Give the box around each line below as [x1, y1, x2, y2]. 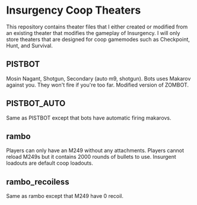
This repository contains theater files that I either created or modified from [6, 23, 188, 30]
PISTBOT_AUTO [6, 98, 66, 108]
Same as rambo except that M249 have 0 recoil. [6, 193, 123, 200]
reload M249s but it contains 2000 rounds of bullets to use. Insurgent [6, 153, 176, 161]
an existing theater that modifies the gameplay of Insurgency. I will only [6, 29, 180, 36]
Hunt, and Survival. [6, 42, 53, 49]
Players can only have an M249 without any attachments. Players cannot [6, 147, 185, 154]
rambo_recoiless [6, 177, 69, 187]
